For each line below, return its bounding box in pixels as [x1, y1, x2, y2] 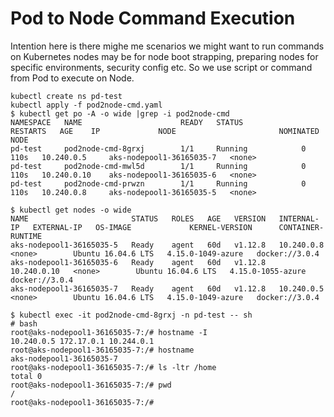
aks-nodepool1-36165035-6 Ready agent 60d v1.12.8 [10, 257, 267, 267]
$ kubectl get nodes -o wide [10, 205, 132, 215]
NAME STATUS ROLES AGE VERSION [10, 213, 267, 224]
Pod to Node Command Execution [10, 7, 296, 30]
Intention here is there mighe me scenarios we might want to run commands [10, 40, 325, 52]
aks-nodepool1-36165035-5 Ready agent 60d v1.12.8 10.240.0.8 [10, 240, 325, 250]
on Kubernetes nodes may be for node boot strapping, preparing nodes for [10, 50, 319, 62]
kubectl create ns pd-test [10, 91, 123, 101]
